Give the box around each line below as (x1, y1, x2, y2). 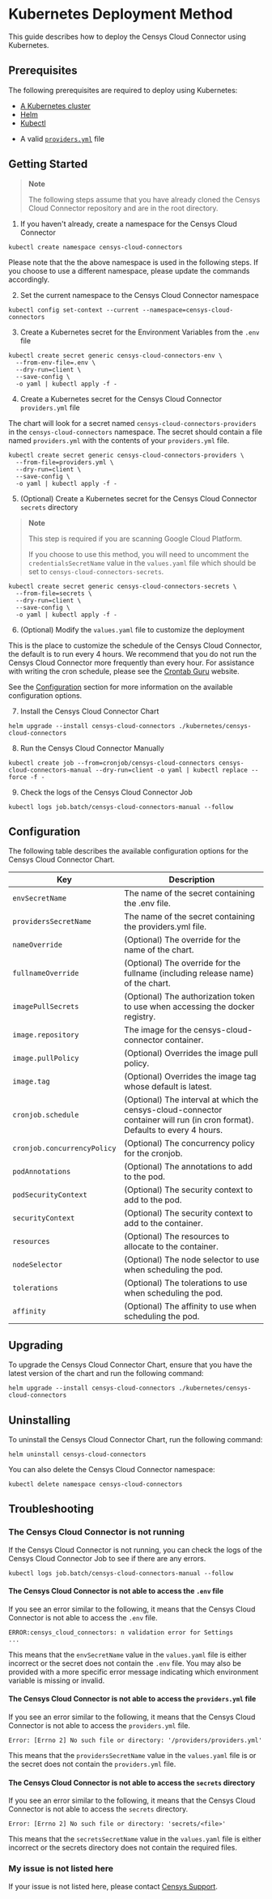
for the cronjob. (124, 1147, 183, 1159)
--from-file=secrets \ (15, 589, 92, 598)
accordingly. (8, 275, 50, 284)
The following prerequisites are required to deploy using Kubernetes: (8, 85, 238, 95)
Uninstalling (8, 1413, 71, 1427)
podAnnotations (12, 1167, 71, 1177)
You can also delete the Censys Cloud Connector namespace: (8, 1465, 216, 1474)
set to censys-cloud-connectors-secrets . (28, 566, 164, 576)
